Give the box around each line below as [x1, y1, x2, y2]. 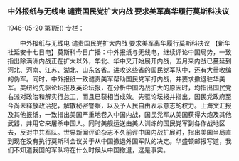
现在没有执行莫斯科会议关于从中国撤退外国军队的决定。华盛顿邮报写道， [13, 137, 225, 145]
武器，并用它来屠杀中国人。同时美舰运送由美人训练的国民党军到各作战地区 [7, 119, 225, 128]
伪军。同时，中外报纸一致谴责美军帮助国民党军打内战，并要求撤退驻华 [13, 75, 219, 83]
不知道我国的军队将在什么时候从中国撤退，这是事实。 [13, 146, 169, 155]
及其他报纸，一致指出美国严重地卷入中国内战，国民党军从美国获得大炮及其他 [7, 110, 232, 119]
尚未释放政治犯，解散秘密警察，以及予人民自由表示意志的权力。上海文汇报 [13, 101, 232, 110]
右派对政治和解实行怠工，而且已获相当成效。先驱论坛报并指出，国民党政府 [7, 93, 225, 101]
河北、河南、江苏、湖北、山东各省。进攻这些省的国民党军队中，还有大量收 [7, 66, 225, 74]
